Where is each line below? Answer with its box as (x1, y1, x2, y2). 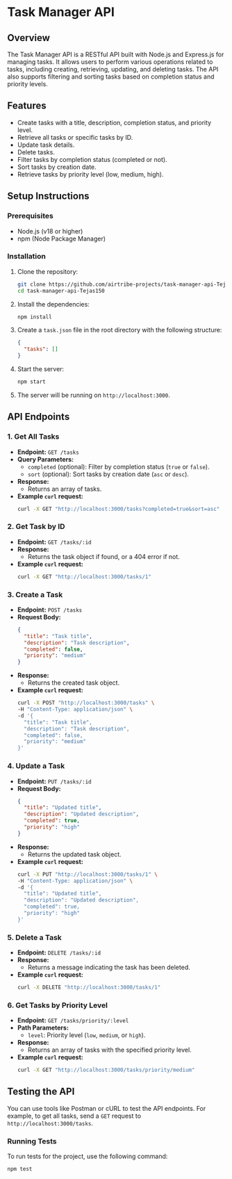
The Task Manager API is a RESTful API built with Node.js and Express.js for (7, 50, 224, 58)
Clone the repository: (17, 267, 78, 275)
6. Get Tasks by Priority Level (7, 1000, 108, 1010)
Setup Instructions (7, 190, 90, 202)
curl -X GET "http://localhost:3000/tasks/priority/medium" (17, 1066, 195, 1074)
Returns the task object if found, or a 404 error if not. (27, 552, 181, 560)
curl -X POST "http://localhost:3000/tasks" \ (17, 699, 155, 706)
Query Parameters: (17, 455, 74, 463)
